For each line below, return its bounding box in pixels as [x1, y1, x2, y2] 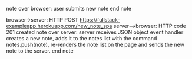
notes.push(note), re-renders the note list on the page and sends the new [6, 41, 184, 48]
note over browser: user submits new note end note [6, 5, 131, 12]
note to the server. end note [6, 47, 74, 54]
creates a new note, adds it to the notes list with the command [6, 35, 157, 41]
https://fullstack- [79, 16, 120, 23]
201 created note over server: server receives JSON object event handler [6, 29, 184, 36]
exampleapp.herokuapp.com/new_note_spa [6, 23, 112, 29]
